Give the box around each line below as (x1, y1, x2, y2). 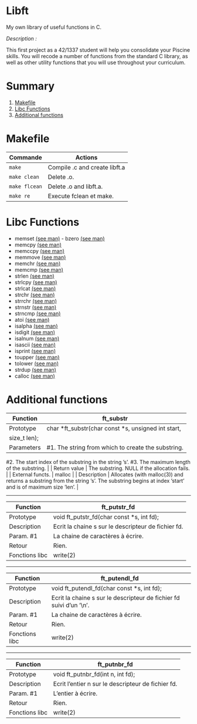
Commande (9, 153, 42, 161)
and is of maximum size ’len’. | (6, 483, 79, 491)
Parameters (9, 443, 41, 451)
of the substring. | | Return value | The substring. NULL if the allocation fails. (6, 465, 191, 472)
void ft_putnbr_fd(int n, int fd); (53, 670, 135, 678)
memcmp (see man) (14, 266, 63, 273)
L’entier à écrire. (53, 689, 98, 698)
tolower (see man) (14, 360, 59, 367)
